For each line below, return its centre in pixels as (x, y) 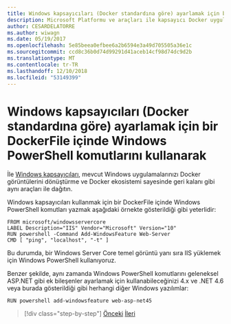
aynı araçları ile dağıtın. (40, 189)
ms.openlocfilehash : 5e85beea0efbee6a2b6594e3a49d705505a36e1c (100, 45)
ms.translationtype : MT (41, 58)
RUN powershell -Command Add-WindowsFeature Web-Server (89, 235)
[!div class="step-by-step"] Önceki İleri (79, 314)
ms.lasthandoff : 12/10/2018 (47, 71)
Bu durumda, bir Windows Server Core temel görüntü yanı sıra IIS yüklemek (114, 253)
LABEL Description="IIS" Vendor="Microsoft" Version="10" (92, 228)
